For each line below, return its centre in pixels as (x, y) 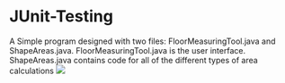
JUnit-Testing (62, 17)
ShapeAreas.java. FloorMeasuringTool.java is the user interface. (127, 50)
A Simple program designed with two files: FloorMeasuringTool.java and (142, 41)
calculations (31, 71)
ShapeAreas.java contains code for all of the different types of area (134, 60)
